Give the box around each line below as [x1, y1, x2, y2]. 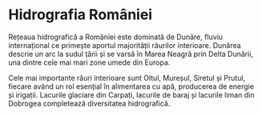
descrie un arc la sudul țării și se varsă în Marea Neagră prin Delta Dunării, [8, 49, 254, 58]
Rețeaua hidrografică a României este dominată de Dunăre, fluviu [8, 32, 223, 42]
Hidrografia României [8, 6, 153, 24]
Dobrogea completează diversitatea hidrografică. [8, 98, 171, 108]
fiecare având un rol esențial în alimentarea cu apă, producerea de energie [8, 82, 255, 91]
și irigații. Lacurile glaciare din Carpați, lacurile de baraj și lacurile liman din [8, 90, 255, 99]
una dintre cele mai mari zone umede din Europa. [8, 58, 171, 67]
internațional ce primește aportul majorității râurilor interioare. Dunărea [8, 40, 242, 50]
